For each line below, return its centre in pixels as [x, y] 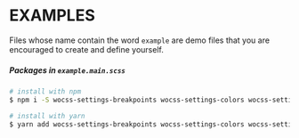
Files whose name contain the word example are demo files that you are [139, 40]
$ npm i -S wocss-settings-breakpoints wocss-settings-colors [127, 100]
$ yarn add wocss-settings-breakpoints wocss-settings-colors [127, 124]
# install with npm [45, 91]
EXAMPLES [52, 16]
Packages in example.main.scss [68, 70]
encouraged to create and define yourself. [87, 49]
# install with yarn [48, 116]
